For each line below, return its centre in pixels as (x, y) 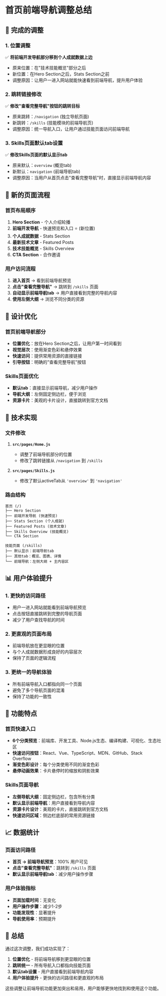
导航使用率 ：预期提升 (34, 919)
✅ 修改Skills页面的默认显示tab (36, 155)
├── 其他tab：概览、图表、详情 (33, 556)
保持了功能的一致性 (32, 696)
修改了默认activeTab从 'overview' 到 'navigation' (71, 481)
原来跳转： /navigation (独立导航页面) (51, 117)
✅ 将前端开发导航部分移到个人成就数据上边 (49, 57)
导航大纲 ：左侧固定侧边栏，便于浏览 (49, 394)
